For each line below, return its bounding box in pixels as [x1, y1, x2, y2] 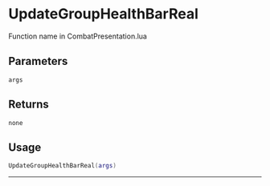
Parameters [8, 55, 68, 68]
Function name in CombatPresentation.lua [8, 31, 147, 41]
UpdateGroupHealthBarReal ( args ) [8, 162, 117, 170]
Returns [8, 98, 50, 111]
